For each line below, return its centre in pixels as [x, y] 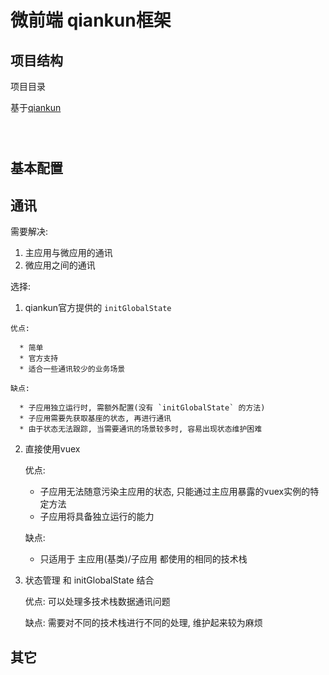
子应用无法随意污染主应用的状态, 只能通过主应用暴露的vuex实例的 [175, 492]
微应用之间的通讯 [60, 265]
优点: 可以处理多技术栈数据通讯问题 [97, 602]
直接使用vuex [52, 449]
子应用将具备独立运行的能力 [97, 517]
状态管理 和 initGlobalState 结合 [89, 580]
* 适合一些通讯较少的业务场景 [72, 369]
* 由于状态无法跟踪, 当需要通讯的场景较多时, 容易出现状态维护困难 [141, 429]
